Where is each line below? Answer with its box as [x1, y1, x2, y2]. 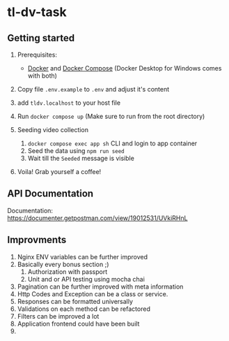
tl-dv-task [7, 4, 68, 20]
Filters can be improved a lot [17, 312, 100, 320]
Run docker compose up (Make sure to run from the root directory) [17, 113, 205, 120]
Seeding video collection [17, 126, 89, 133]
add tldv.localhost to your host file [17, 99, 120, 107]
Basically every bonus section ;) [17, 260, 109, 268]
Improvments [7, 234, 67, 246]
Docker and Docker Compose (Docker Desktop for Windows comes [27, 64, 222, 72]
